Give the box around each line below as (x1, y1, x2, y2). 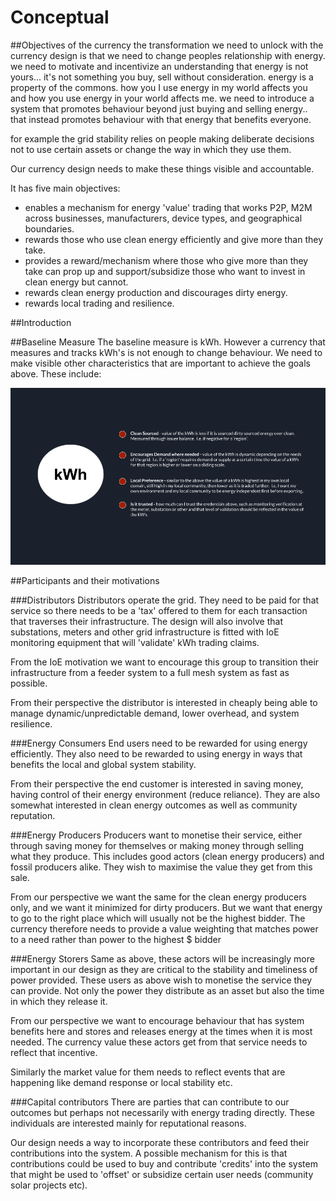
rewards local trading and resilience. (24, 297, 175, 309)
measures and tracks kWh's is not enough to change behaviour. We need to (10, 346, 323, 358)
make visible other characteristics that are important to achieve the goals (10, 357, 311, 369)
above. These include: (10, 367, 102, 380)
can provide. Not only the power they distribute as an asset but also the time (10, 985, 325, 997)
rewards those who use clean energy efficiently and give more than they (24, 233, 324, 245)
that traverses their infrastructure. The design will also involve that (10, 616, 283, 628)
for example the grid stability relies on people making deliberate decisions (10, 132, 315, 145)
